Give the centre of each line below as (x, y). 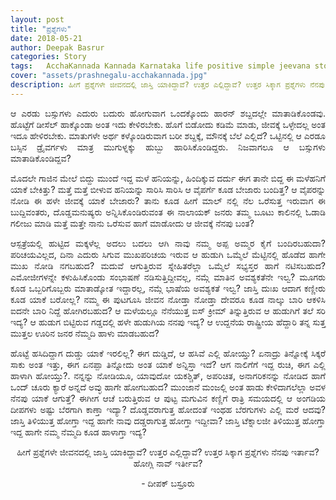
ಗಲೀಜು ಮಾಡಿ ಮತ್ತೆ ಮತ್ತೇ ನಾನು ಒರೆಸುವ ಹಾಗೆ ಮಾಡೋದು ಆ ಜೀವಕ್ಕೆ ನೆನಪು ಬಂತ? (132, 223)
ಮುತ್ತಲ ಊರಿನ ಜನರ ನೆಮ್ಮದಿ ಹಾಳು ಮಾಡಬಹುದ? (85, 333)
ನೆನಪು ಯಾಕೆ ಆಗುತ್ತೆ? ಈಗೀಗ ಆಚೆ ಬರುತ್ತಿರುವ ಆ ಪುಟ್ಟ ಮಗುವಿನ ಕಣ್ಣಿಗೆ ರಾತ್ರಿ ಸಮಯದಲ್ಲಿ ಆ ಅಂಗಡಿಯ (168, 398)
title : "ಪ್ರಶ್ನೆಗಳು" (41, 29)
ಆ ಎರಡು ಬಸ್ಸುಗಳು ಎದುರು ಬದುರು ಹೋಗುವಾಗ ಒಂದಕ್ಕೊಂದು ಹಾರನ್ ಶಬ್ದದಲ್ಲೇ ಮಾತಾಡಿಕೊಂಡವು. (168, 113)
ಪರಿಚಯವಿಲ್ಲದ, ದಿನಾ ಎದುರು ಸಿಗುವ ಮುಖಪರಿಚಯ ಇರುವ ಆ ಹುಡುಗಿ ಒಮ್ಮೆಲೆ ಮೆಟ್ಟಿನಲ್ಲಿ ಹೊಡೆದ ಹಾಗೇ (168, 254)
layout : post (37, 19)
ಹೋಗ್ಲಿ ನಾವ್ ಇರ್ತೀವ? (168, 463)
